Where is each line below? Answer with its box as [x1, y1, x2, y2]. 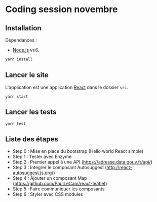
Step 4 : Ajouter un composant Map [12, 175, 87, 181]
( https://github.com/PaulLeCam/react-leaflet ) [12, 181, 107, 187]
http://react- [106, 165, 133, 171]
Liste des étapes [5, 135, 58, 143]
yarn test [5, 121, 26, 126]
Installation [5, 24, 42, 32]
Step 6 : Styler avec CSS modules [12, 191, 83, 197]
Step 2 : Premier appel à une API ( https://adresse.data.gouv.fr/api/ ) [12, 159, 153, 165]
